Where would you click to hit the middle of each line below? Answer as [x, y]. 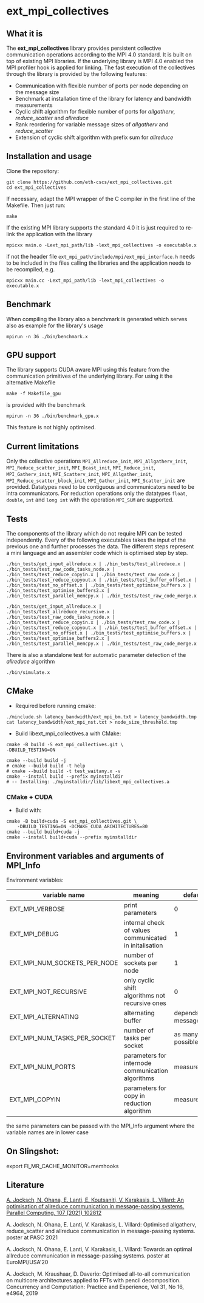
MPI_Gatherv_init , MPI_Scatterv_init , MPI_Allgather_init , [80, 474]
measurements [34, 105]
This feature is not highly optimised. [51, 427]
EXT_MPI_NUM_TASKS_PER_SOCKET [63, 1038]
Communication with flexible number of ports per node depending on [102, 86]
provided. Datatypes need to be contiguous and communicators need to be [100, 487]
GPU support [31, 356]
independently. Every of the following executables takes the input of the [96, 540]
